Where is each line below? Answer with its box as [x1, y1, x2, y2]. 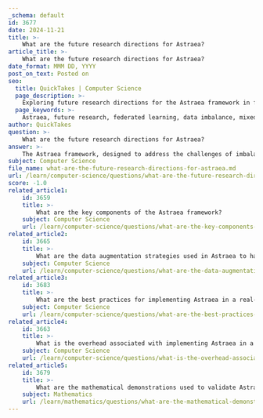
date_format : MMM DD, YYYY [8, 63, 96, 71]
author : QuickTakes [8, 121, 72, 129]
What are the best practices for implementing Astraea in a [36, 296, 236, 304]
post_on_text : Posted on [8, 70, 89, 78]
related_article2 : [8, 231, 68, 238]
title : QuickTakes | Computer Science [15, 84, 142, 93]
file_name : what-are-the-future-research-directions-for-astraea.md [8, 165, 236, 173]
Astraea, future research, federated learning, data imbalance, [22, 114, 236, 122]
